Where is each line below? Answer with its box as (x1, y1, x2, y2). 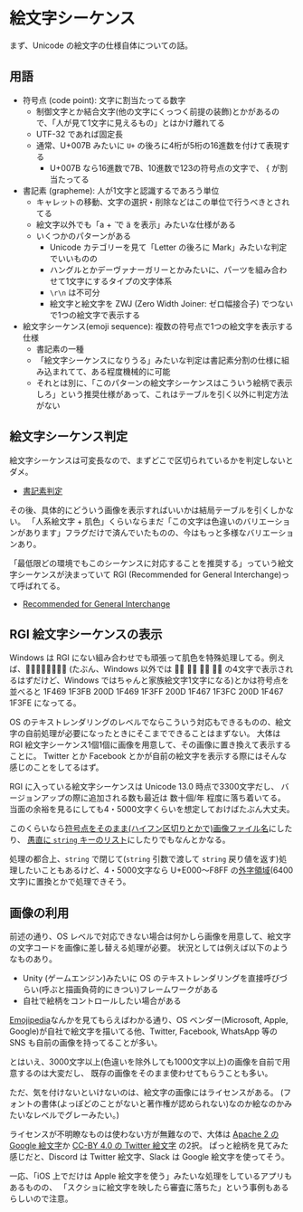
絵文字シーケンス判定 (9, 429, 128, 444)
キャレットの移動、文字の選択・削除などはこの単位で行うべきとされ (35, 196, 290, 207)
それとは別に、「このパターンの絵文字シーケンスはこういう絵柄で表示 (35, 377, 293, 388)
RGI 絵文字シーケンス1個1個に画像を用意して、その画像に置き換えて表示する (9, 739, 292, 751)
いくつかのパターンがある (35, 230, 131, 241)
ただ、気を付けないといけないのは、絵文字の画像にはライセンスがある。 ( (9, 1087, 284, 1098)
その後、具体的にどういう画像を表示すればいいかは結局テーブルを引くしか (9, 504, 287, 516)
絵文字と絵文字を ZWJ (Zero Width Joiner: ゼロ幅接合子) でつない (49, 298, 294, 308)
